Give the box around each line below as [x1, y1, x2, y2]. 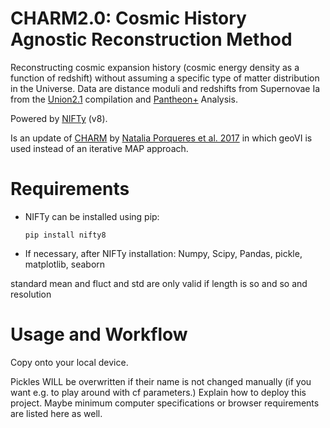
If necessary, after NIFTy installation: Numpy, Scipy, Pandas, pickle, [24, 247, 303, 259]
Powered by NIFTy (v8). [10, 112, 108, 124]
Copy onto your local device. [10, 356, 129, 368]
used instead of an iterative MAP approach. [10, 142, 189, 154]
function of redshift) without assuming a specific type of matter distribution [10, 72, 320, 84]
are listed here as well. [10, 407, 103, 419]
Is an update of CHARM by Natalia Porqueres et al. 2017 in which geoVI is [10, 132, 313, 144]
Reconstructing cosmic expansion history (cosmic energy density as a [10, 61, 300, 73]
